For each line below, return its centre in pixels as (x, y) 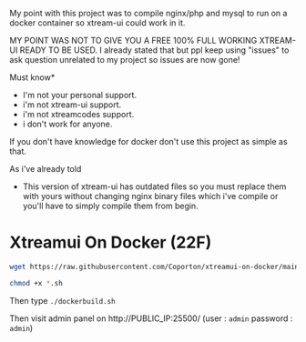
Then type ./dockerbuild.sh (62, 300)
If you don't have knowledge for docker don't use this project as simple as (149, 141)
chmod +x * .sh (36, 283)
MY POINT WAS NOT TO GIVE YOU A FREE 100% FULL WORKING (133, 40)
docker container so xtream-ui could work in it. (97, 23)
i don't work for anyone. (67, 124)
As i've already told (46, 169)
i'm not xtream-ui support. (72, 105)
